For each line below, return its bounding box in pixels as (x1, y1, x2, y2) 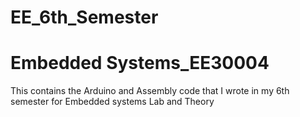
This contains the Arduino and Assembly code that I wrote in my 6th (10, 85, 290, 97)
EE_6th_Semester (10, 6, 159, 29)
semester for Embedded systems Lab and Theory (10, 96, 215, 108)
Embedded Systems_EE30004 (10, 52, 270, 75)
